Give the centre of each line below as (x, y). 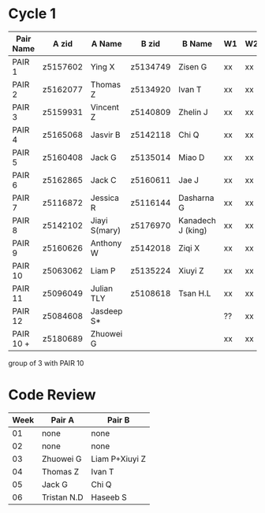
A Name (106, 43)
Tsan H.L (195, 293)
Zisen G (193, 66)
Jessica (105, 198)
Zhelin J (193, 112)
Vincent (105, 107)
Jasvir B (105, 135)
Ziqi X (189, 247)
